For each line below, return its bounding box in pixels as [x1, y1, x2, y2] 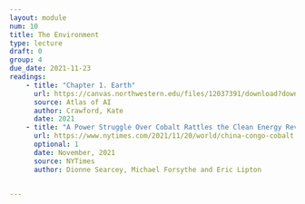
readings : [9, 73, 47, 82]
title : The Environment [9, 30, 100, 39]
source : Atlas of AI [33, 97, 112, 107]
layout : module [9, 13, 67, 23]
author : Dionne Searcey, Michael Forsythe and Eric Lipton [33, 165, 261, 174]
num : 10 [9, 22, 39, 31]
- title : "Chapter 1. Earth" [25, 81, 136, 90]
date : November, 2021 [33, 148, 116, 157]
